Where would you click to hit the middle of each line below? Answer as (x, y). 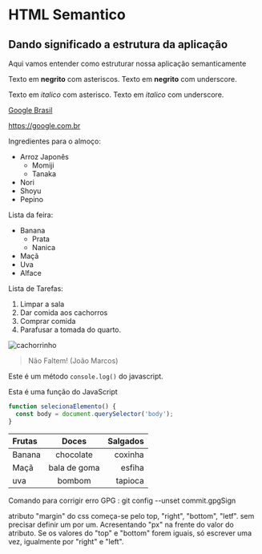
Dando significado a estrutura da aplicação (118, 44)
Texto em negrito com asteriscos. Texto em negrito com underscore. (123, 79)
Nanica (44, 247)
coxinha (129, 455)
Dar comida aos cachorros (64, 313)
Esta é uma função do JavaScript (63, 392)
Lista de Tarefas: (36, 289)
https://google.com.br (44, 125)
